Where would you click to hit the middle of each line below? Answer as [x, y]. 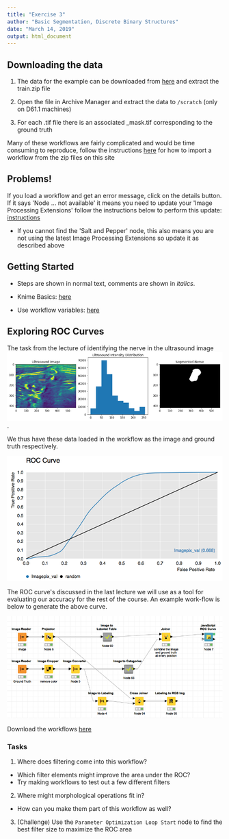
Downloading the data [55, 65]
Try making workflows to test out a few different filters [93, 782]
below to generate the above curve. [57, 607]
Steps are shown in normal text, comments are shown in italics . [106, 283]
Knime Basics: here [44, 296]
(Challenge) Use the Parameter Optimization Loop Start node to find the [120, 822]
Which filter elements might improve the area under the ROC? [104, 775]
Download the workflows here [50, 729]
